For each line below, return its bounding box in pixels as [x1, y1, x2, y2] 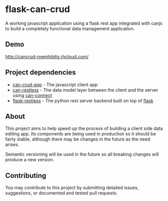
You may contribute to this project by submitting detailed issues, [5, 185, 139, 191]
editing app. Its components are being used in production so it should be [5, 131, 156, 137]
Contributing [5, 171, 46, 180]
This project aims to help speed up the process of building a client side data [5, 125, 163, 131]
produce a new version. [5, 157, 54, 163]
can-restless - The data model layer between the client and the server [12, 87, 158, 93]
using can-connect [12, 92, 52, 98]
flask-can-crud [5, 4, 70, 15]
